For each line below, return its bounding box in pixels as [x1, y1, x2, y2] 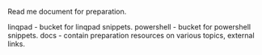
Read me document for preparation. [7, 7, 127, 16]
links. [7, 39, 26, 49]
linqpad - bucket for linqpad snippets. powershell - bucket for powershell [7, 22, 251, 31]
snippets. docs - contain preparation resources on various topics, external [7, 31, 256, 40]
